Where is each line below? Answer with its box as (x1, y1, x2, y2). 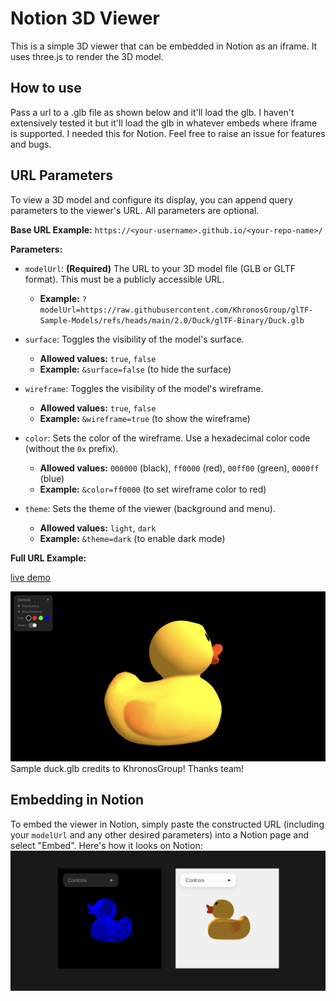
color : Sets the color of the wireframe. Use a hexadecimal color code (24, 432, 311, 444)
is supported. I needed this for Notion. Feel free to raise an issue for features (10, 127, 326, 139)
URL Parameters (10, 167, 113, 184)
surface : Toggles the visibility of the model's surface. (24, 333, 245, 345)
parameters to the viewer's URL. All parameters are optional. (10, 204, 260, 216)
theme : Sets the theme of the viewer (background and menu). (24, 502, 276, 514)
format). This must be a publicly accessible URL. (24, 273, 225, 285)
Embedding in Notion (10, 792, 145, 809)
